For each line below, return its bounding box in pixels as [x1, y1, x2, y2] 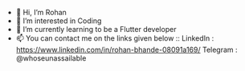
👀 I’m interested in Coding [15, 16, 102, 26]
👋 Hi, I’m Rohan [15, 8, 67, 17]
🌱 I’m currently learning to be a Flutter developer [15, 25, 177, 34]
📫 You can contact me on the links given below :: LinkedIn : [15, 34, 214, 43]
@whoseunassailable [15, 53, 87, 63]
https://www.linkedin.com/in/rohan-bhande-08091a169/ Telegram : [15, 45, 239, 54]
